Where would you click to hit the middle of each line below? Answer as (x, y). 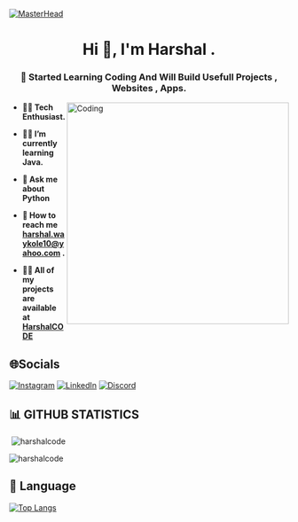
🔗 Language (43, 486)
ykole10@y (43, 244)
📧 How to (39, 215)
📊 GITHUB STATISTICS (74, 414)
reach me (40, 225)
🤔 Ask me (39, 179)
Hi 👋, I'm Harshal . (149, 50)
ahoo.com (41, 253)
